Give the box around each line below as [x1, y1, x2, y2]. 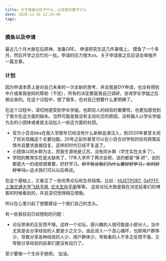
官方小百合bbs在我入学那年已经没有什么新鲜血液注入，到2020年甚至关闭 [12, 130, 161, 136]
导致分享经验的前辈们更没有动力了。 [12, 240, 86, 246]
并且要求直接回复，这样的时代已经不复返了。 [16, 142, 108, 148]
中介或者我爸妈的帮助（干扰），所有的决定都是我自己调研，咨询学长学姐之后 [5, 90, 159, 96]
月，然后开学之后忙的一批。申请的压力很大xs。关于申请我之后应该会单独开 [5, 52, 157, 58]
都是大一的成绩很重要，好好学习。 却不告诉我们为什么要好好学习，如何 [12, 160, 156, 166]
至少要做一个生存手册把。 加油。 [5, 251, 72, 257]
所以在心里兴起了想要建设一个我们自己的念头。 [5, 200, 100, 206]
